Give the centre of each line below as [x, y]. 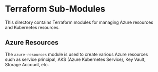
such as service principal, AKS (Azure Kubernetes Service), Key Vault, [75, 59]
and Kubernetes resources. [32, 27]
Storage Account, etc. [27, 64]
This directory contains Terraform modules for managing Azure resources [79, 22]
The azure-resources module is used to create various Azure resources [77, 54]
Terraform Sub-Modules [55, 9]
